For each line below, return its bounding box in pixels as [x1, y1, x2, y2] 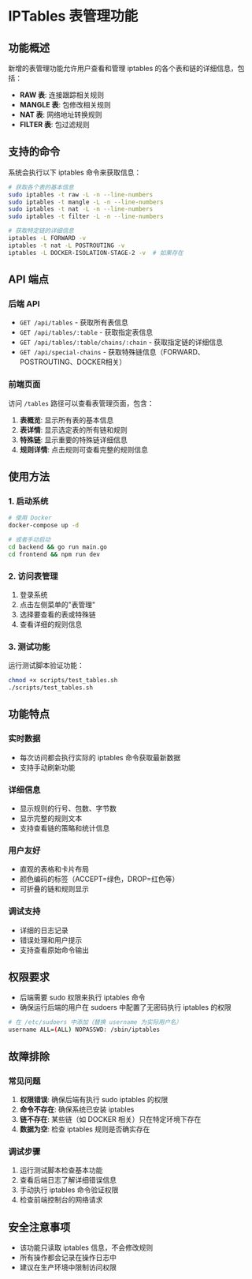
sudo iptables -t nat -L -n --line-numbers [8, 205, 154, 213]
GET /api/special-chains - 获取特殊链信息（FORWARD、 [19, 347, 205, 357]
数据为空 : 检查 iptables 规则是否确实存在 [19, 1124, 150, 1134]
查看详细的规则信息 [19, 620, 83, 629]
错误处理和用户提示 [19, 935, 83, 944]
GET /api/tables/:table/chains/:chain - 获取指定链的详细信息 [19, 337, 223, 347]
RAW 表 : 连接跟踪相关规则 [19, 90, 105, 99]
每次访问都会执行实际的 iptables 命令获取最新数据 [19, 752, 181, 762]
